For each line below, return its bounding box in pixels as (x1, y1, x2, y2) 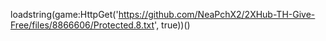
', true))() (154, 19, 191, 31)
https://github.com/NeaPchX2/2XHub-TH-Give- (118, 9, 316, 20)
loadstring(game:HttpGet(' (10, 9, 119, 20)
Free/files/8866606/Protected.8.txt (10, 19, 155, 31)
